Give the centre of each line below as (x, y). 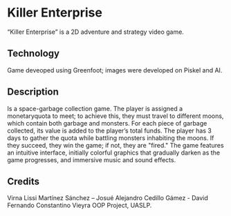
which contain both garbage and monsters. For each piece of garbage (107, 123)
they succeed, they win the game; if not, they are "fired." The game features (115, 145)
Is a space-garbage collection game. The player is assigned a (95, 108)
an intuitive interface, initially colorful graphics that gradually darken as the (113, 153)
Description (33, 92)
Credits (24, 181)
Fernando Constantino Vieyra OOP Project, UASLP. (80, 206)
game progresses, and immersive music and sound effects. (92, 159)
